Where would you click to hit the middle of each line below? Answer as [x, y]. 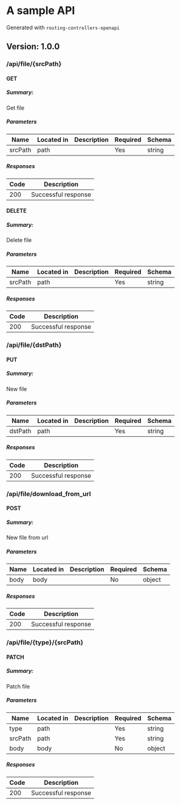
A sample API [41, 11]
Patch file [18, 686]
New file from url [27, 537]
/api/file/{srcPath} [34, 64]
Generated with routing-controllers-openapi [63, 27]
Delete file [19, 240]
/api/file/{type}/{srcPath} [45, 642]
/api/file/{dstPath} [34, 345]
